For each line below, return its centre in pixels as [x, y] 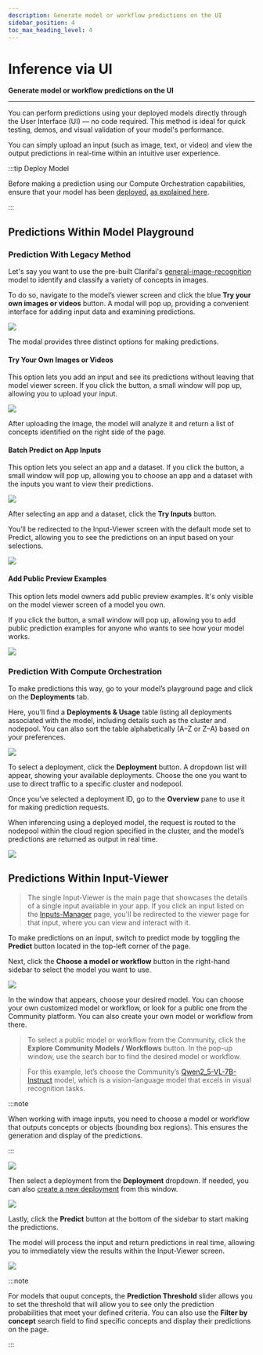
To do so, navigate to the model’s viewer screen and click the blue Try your [130, 295]
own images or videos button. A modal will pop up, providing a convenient [128, 303]
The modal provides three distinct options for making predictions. [113, 341]
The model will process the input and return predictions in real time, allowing [131, 1242]
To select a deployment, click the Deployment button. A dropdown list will [128, 767]
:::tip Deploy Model [38, 169]
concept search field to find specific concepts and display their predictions [130, 1320]
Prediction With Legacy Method [70, 254]
